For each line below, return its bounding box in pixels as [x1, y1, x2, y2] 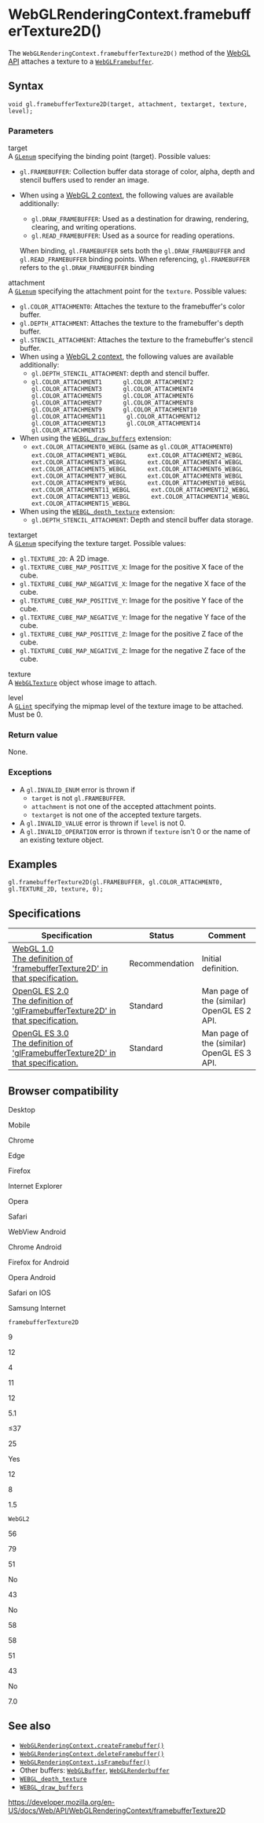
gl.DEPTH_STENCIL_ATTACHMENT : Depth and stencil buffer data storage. [31, 515, 254, 525]
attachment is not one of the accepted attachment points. [31, 801, 216, 811]
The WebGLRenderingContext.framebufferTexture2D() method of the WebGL [8, 48, 251, 57]
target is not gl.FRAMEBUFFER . [31, 793, 126, 803]
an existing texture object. [19, 835, 104, 844]
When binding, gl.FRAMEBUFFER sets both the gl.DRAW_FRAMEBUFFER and [19, 246, 246, 256]
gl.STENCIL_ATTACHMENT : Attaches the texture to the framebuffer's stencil [19, 335, 254, 345]
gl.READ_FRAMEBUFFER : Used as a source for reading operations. [31, 231, 235, 241]
